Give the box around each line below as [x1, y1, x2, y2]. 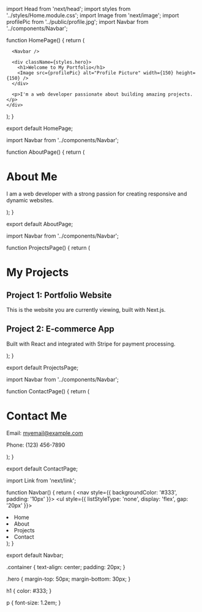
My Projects [6, 266, 69, 279]
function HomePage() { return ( [6, 37, 84, 43]
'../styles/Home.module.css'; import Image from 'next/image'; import [6, 12, 179, 19]
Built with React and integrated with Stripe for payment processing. [6, 340, 176, 347]
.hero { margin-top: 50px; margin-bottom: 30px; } [6, 575, 131, 583]
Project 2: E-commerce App [6, 324, 114, 334]
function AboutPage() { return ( [6, 148, 85, 156]
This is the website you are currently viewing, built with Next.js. [6, 306, 166, 313]
